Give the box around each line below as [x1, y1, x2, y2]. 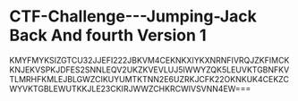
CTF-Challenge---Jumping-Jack [9, 6, 257, 27]
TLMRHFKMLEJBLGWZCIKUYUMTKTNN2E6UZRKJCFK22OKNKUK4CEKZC [9, 73, 289, 84]
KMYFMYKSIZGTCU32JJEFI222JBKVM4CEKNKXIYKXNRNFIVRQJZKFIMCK [9, 55, 290, 65]
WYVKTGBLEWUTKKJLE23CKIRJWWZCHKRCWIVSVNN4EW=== [9, 83, 251, 94]
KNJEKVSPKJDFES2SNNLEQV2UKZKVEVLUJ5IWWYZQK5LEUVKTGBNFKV [9, 64, 290, 75]
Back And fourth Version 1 [9, 25, 208, 46]
